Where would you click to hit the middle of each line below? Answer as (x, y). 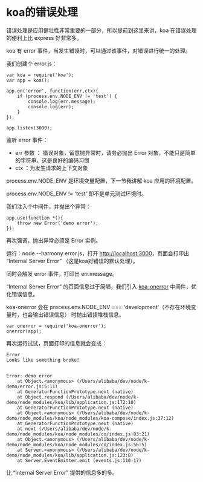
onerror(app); (24, 331)
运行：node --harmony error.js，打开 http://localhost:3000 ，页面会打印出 (98, 253)
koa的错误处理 (42, 12)
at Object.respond (40, 397)
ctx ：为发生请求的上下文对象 (51, 168)
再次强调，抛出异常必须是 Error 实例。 (54, 240)
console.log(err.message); (62, 101)
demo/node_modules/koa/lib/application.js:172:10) (71, 402)
